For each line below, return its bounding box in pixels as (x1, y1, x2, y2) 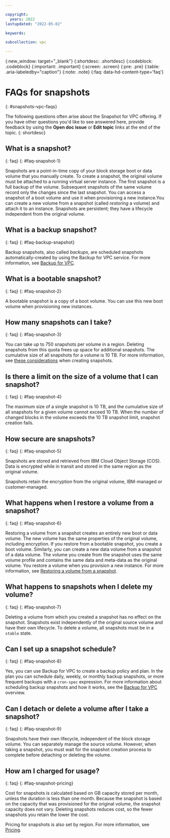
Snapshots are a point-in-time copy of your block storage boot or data (5, 167, 152, 173)
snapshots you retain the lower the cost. (5, 812, 89, 818)
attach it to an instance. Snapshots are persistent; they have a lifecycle (5, 205, 153, 212)
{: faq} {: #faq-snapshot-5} (5, 448, 62, 454)
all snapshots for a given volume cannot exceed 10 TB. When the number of (5, 409, 164, 415)
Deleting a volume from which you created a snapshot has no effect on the (5, 614, 161, 620)
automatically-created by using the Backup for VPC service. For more (5, 254, 151, 260)
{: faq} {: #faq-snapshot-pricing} (5, 780, 74, 786)
